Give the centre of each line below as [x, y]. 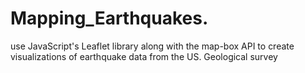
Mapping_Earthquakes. [109, 18]
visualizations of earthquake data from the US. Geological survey [144, 56]
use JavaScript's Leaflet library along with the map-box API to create [152, 46]
